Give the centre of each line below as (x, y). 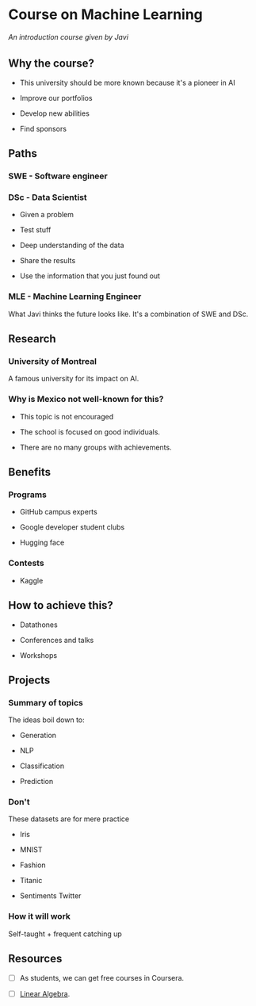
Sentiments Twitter (50, 896)
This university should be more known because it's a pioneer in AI (127, 82)
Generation (38, 736)
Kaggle (31, 580)
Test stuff (35, 230)
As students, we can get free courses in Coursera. (102, 977)
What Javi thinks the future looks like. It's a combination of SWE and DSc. (128, 314)
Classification (42, 766)
